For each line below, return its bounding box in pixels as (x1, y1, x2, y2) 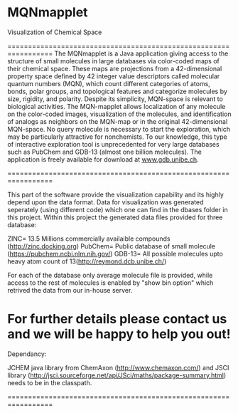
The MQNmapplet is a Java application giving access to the (54, 49, 229, 58)
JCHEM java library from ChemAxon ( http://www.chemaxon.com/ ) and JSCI (7, 363, 229, 372)
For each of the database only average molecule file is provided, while (7, 271, 213, 279)
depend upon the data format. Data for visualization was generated (7, 197, 204, 206)
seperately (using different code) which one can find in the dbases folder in (7, 205, 229, 214)
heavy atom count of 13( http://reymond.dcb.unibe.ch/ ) (7, 257, 167, 266)
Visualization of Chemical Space (7, 28, 102, 36)
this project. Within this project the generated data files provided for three (7, 213, 223, 221)
